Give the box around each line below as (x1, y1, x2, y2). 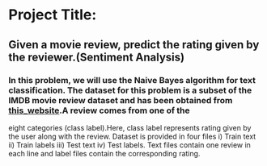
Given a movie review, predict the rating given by (8, 38, 260, 52)
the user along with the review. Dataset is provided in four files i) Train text (8, 131, 256, 141)
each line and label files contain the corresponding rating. (8, 148, 201, 158)
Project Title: (8, 6, 97, 24)
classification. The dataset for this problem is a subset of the (8, 85, 252, 96)
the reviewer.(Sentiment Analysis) (8, 50, 184, 64)
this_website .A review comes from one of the (8, 105, 190, 116)
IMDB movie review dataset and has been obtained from (8, 94, 233, 106)
